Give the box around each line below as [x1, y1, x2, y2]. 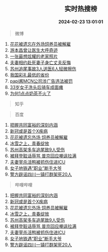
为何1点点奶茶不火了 [9, 90, 51, 96]
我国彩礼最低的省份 [9, 72, 50, 78]
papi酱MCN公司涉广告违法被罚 [9, 78, 73, 84]
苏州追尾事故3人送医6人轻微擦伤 [9, 66, 77, 72]
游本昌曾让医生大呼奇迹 [9, 47, 58, 53]
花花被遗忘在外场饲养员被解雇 [9, 41, 71, 47]
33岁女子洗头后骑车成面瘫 [9, 84, 63, 90]
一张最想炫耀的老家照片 [9, 53, 58, 59]
